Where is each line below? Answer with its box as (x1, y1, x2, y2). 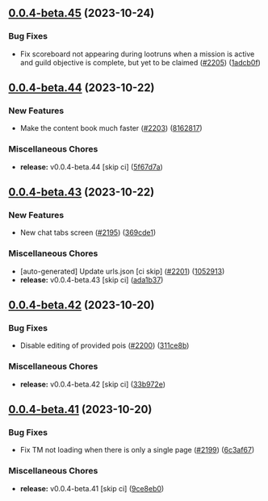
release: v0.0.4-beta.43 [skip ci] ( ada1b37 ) (19, 274, 164, 285)
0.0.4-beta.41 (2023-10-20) (8, 403, 153, 416)
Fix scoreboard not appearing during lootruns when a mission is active (19, 48, 255, 59)
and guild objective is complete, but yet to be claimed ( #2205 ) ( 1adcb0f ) (19, 57, 261, 67)
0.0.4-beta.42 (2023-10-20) (8, 299, 155, 312)
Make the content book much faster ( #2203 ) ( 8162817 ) (19, 123, 203, 133)
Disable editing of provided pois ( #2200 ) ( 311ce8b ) (19, 340, 190, 350)
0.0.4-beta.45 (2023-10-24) (8, 6, 155, 20)
